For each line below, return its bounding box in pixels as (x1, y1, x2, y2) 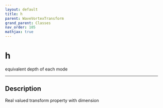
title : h (5, 12, 23, 16)
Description (5, 85, 41, 93)
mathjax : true (5, 29, 34, 34)
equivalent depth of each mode (5, 66, 68, 72)
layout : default (5, 7, 38, 12)
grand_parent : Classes (5, 20, 51, 26)
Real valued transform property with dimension (5, 97, 99, 103)
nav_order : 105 (5, 25, 36, 30)
